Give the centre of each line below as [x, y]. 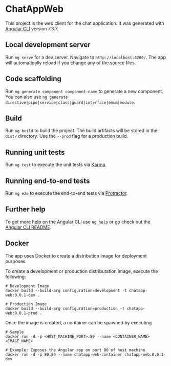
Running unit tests [35, 152]
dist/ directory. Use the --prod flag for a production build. [67, 136]
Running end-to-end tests [48, 181]
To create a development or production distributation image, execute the [82, 271]
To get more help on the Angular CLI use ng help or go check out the [78, 222]
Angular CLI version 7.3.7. [32, 28]
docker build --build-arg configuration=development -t [66, 290]
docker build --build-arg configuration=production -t [65, 308]
